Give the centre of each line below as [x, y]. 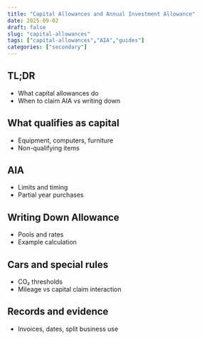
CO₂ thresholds [40, 282]
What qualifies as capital [63, 123]
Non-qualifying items [48, 148]
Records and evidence [58, 312]
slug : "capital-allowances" [49, 34]
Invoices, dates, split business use [68, 329]
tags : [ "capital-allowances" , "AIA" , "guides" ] [76, 41]
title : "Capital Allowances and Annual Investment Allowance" [101, 14]
